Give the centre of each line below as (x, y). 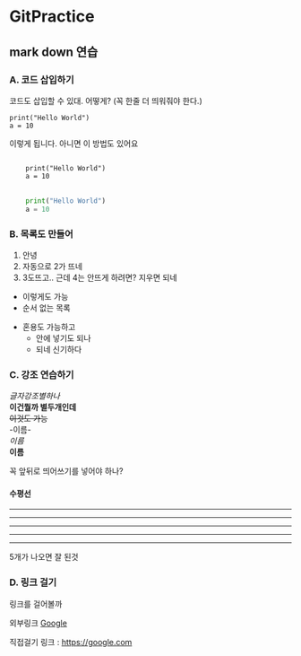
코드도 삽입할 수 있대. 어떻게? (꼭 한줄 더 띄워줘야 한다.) (106, 101)
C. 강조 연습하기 (42, 374)
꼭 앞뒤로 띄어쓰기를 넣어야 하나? (66, 471)
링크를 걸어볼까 (36, 604)
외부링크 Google (38, 623)
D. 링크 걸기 (33, 582)
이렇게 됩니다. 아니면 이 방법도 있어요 (74, 143)
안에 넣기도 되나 (63, 337)
